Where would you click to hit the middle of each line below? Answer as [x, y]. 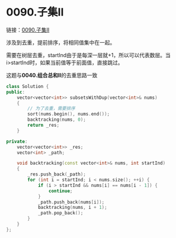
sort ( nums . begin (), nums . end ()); [69, 114]
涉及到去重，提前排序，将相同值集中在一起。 [61, 42]
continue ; [60, 191]
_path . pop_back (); [60, 213]
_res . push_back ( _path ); [57, 174]
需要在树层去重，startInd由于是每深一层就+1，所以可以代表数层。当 [88, 55]
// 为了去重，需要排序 [51, 109]
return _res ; [44, 126]
